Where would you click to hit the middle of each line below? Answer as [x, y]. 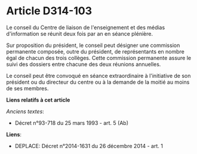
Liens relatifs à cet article [38, 100]
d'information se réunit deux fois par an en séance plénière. [80, 33]
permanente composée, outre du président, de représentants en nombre [96, 51]
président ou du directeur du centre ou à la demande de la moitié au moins [98, 82]
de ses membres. [27, 88]
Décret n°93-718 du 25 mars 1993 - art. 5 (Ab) [71, 122]
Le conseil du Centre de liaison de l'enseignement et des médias [86, 27]
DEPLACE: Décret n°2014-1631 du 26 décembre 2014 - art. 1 [89, 146]
